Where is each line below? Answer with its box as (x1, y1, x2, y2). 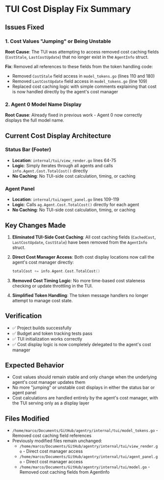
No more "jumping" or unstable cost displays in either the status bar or (12, 384, 155, 391)
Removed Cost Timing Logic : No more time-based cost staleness (12, 277, 145, 283)
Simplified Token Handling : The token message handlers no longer (12, 292, 148, 298)
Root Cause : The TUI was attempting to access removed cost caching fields (5, 49, 159, 54)
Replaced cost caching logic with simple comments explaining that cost (12, 83, 157, 89)
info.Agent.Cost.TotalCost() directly (12, 168, 88, 174)
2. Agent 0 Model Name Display (5, 101, 82, 107)
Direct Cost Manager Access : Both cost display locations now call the (12, 254, 154, 260)
